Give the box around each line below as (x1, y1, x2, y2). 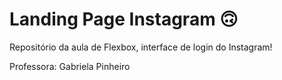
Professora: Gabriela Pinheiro (9, 60, 131, 72)
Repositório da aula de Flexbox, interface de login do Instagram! (9, 41, 273, 53)
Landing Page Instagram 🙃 (9, 8, 239, 31)
